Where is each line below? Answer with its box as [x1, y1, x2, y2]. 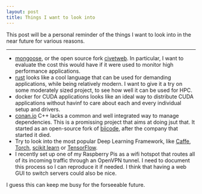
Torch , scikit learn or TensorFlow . [14, 144, 98, 151]
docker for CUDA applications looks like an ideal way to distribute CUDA [14, 92, 194, 100]
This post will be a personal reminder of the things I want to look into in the [6, 31, 191, 38]
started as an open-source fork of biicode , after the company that [14, 124, 179, 132]
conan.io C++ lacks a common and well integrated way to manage [14, 112, 179, 119]
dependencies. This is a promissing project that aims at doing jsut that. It [14, 118, 195, 126]
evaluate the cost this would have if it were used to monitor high [14, 61, 174, 68]
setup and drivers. [14, 106, 61, 113]
